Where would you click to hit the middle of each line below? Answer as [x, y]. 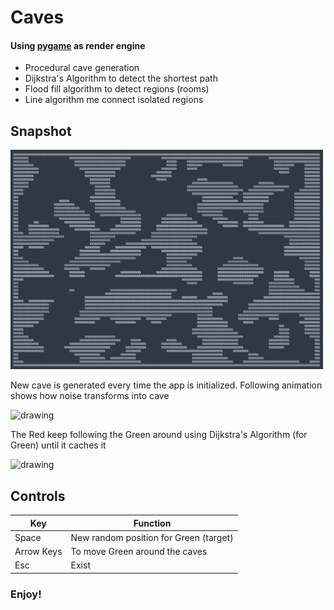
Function [152, 523]
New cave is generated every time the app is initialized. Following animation [166, 385]
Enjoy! [26, 594]
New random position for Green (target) [152, 537]
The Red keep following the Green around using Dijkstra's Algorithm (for [159, 435]
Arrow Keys [38, 552]
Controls [38, 496]
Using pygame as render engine [78, 45]
